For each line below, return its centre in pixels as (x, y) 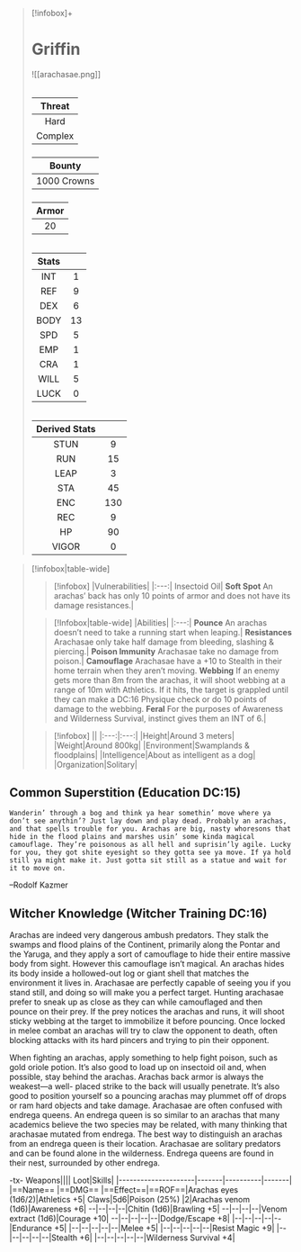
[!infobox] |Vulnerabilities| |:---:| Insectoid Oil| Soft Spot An (164, 586)
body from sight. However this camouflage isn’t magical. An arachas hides (147, 964)
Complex (55, 136)
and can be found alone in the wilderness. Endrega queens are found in (142, 1153)
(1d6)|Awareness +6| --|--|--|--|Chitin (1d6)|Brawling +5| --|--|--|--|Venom (148, 1209)
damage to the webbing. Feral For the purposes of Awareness (168, 708)
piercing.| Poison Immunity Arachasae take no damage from (166, 651)
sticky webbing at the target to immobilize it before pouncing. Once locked (147, 1022)
